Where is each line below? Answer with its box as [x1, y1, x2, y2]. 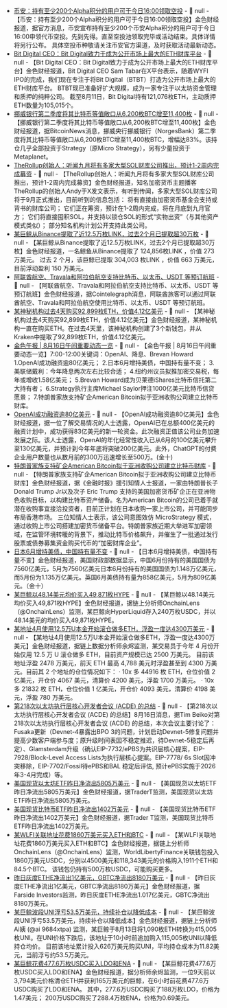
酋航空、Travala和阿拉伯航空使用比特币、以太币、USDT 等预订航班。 [13, 299, 209, 306]
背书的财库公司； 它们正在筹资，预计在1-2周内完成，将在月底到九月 [13, 204, 204, 212]
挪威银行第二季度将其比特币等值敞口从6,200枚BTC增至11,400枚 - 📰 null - [13, 110, 219, 117]
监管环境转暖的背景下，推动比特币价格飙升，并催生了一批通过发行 [32, 530, 218, 538]
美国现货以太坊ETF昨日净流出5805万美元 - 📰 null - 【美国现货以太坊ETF [13, 779, 217, 787]
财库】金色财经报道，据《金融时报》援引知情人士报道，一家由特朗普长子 [13, 479, 218, 487]
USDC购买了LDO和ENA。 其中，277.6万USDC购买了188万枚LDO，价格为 [13, 985, 220, 993]
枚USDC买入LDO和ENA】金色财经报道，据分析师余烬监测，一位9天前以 [13, 968, 216, 976]
